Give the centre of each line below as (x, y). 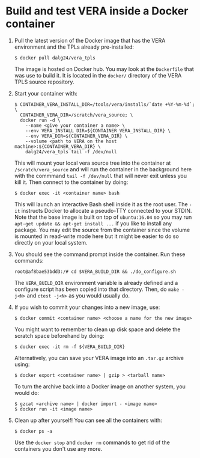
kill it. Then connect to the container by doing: (71, 182)
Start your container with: (46, 93)
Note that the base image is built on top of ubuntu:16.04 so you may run (103, 217)
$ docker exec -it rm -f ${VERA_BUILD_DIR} (70, 347)
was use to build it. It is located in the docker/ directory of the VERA (98, 75)
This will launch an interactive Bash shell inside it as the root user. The (101, 204)
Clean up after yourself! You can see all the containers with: (88, 420)
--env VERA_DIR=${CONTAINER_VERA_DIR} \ (77, 136)
